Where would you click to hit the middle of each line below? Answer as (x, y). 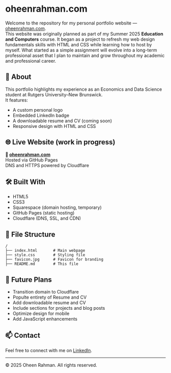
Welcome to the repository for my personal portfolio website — (71, 23)
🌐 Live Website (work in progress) (60, 142)
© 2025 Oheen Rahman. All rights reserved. (51, 365)
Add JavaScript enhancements (45, 319)
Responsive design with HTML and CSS (54, 126)
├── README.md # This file (42, 264)
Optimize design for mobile (41, 313)
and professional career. (31, 61)
